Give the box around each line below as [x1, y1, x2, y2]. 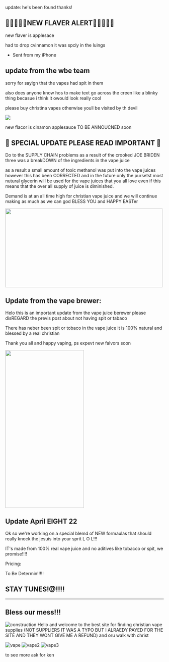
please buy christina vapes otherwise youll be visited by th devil [5, 105, 138, 111]
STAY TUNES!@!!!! [5, 585, 65, 594]
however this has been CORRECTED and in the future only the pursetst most [5, 173, 163, 179]
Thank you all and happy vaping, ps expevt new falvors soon [5, 340, 131, 346]
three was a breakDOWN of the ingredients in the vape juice [5, 158, 130, 164]
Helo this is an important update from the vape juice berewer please [5, 310, 146, 316]
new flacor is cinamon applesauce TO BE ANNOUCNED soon [5, 124, 132, 130]
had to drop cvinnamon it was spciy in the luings [5, 42, 106, 48]
